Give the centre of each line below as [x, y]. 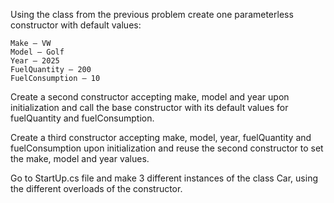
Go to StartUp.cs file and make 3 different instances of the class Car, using [164, 178]
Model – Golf [37, 52]
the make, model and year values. [80, 158]
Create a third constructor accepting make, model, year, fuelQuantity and [161, 137]
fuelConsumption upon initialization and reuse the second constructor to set [167, 148]
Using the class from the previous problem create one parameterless [152, 14]
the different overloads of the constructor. [96, 188]
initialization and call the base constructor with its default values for [149, 107]
